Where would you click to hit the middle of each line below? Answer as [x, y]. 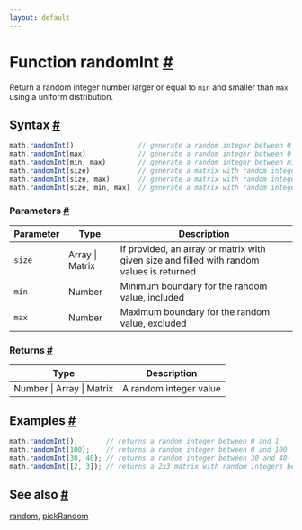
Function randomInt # [91, 62]
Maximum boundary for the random [195, 311]
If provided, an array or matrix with [193, 248]
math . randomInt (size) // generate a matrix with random [138, 171]
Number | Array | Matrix [64, 389]
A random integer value [172, 389]
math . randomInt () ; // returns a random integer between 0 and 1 [144, 442]
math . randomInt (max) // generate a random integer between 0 [151, 154]
